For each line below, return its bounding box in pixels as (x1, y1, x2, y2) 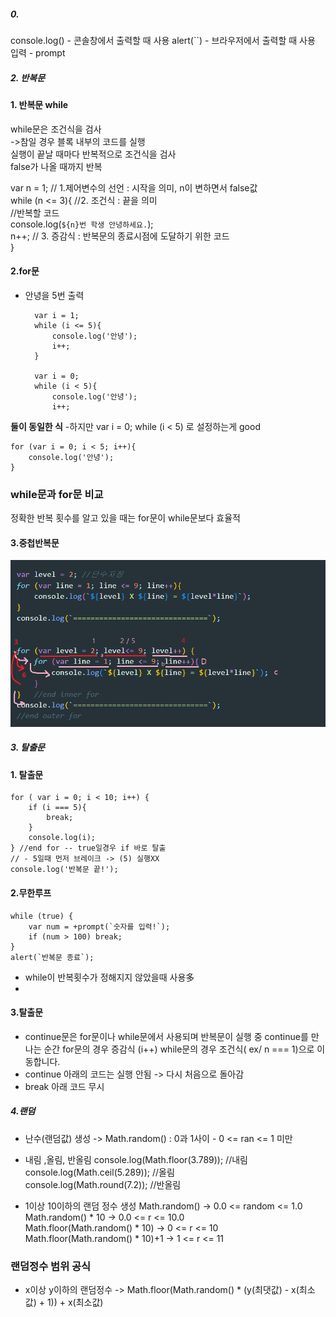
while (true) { (10, 911, 74, 921)
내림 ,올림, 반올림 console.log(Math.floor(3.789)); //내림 (24, 1153, 248, 1165)
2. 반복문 (10, 71, 46, 84)
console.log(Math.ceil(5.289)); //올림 (24, 1166, 175, 1178)
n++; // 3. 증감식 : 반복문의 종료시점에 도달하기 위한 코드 (10, 230, 230, 242)
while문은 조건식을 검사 (10, 123, 102, 135)
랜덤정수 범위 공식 (10, 1259, 92, 1273)
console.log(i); (28, 833, 97, 843)
